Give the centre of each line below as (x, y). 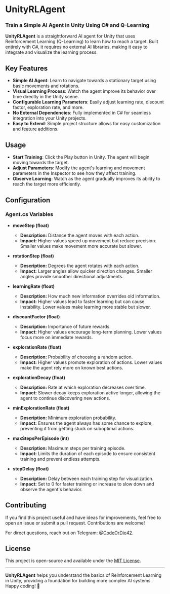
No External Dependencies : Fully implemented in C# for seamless (82, 113)
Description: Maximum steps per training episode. (73, 448)
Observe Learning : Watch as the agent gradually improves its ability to (86, 179)
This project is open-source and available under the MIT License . (73, 561)
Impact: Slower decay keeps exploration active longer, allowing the (90, 393)
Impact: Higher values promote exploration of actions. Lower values (91, 362)
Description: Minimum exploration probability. (68, 418)
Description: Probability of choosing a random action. (76, 357)
